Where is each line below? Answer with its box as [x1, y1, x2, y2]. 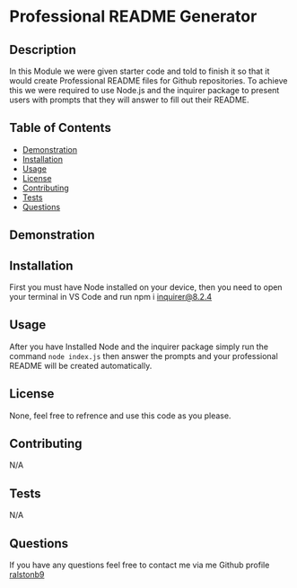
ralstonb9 [9, 569, 45, 580]
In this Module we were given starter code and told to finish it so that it [9, 66, 270, 76]
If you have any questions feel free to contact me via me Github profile [9, 559, 270, 571]
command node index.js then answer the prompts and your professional [9, 350, 278, 361]
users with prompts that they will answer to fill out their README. [9, 94, 249, 105]
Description [9, 42, 76, 57]
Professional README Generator [9, 6, 258, 27]
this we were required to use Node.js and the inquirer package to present [9, 85, 280, 95]
